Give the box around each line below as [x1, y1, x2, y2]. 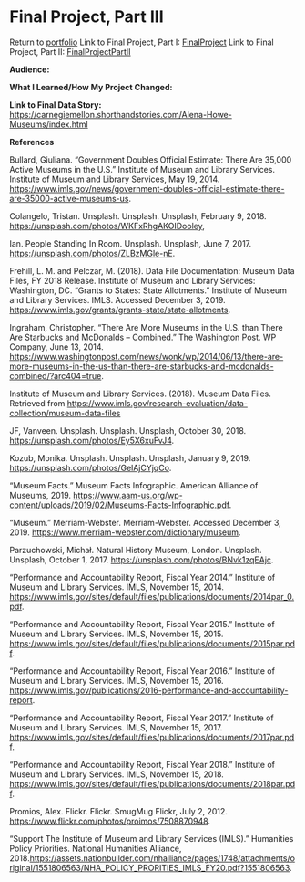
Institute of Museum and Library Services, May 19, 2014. [9, 173, 220, 184]
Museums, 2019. [9, 489, 71, 500]
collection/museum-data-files [9, 407, 121, 418]
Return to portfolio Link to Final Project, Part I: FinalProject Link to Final [9, 37, 275, 47]
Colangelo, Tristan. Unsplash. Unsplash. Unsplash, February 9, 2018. [9, 210, 267, 221]
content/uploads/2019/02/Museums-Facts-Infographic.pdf [9, 499, 229, 510]
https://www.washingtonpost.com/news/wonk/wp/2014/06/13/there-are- [9, 351, 284, 362]
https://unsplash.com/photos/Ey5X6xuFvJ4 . [9, 435, 175, 446]
